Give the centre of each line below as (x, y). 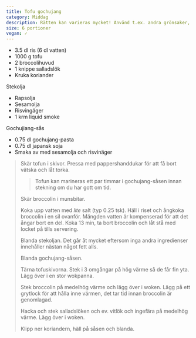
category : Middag (27, 17)
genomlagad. (36, 300)
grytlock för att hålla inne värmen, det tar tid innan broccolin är (96, 294)
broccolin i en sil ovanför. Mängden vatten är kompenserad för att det (104, 217)
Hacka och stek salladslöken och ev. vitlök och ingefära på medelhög (104, 311)
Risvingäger (29, 111)
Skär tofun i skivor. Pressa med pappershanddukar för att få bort (99, 164)
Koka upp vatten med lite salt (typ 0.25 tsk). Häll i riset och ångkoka (102, 210)
